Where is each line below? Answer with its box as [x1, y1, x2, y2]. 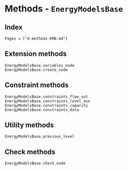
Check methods [5, 147, 56, 156]
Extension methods [5, 49, 67, 58]
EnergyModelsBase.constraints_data [5, 107, 79, 112]
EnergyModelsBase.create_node [5, 67, 68, 72]
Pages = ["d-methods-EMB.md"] [5, 36, 68, 41]
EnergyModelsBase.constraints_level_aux [5, 98, 91, 103]
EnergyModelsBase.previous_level [5, 134, 75, 139]
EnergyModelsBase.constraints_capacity [5, 103, 88, 108]
